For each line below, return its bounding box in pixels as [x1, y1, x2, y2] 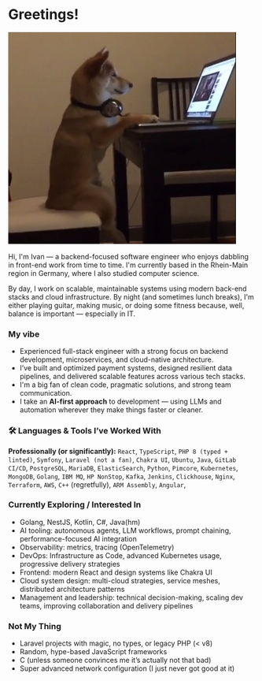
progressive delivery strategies [19, 559, 120, 568]
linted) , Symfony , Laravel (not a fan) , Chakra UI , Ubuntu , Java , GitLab [8, 455, 237, 464]
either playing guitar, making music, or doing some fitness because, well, [8, 300, 245, 310]
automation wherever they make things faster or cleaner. [19, 405, 203, 415]
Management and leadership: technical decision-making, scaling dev [19, 593, 244, 602]
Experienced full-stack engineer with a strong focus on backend [19, 347, 228, 356]
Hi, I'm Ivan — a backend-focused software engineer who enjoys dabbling [8, 251, 249, 261]
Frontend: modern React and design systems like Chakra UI [19, 567, 212, 577]
